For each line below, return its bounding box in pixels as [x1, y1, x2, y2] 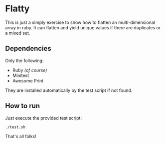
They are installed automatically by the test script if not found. [5, 87, 133, 93]
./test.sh [5, 125, 26, 130]
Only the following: [5, 58, 44, 64]
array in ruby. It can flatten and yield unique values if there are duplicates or [5, 24, 161, 30]
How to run [5, 102, 40, 110]
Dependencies [5, 44, 51, 53]
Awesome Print [12, 77, 44, 83]
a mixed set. [5, 30, 30, 36]
